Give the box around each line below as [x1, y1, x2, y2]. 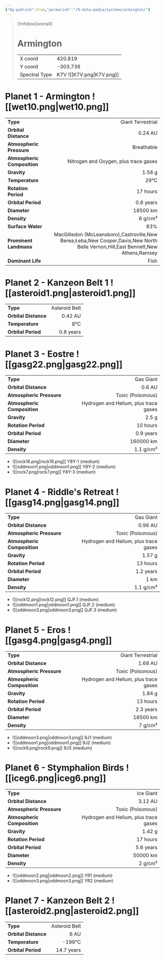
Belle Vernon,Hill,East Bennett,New [77, 243, 158, 250]
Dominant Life [7, 257, 41, 264]
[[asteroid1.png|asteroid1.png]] [5, 287, 136, 299]
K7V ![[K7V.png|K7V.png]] [56, 71, 119, 78]
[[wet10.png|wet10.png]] [5, 101, 109, 112]
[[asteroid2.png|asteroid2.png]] [5, 905, 139, 917]
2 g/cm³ [138, 860, 158, 867]
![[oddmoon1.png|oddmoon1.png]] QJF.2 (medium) [12, 602, 115, 608]
